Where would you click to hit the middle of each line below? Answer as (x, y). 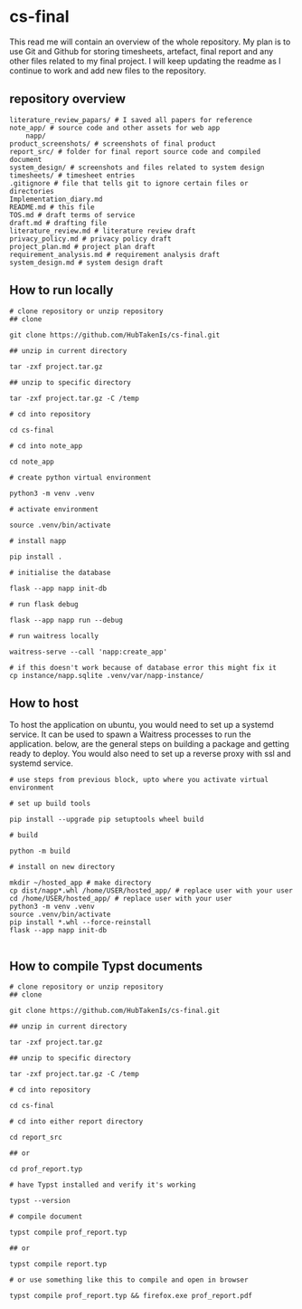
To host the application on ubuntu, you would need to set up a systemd (142, 725)
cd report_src (36, 1138)
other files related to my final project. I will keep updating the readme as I (145, 61)
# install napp (38, 540)
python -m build (40, 851)
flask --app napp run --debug (66, 620)
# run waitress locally (54, 635)
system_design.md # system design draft (87, 263)
